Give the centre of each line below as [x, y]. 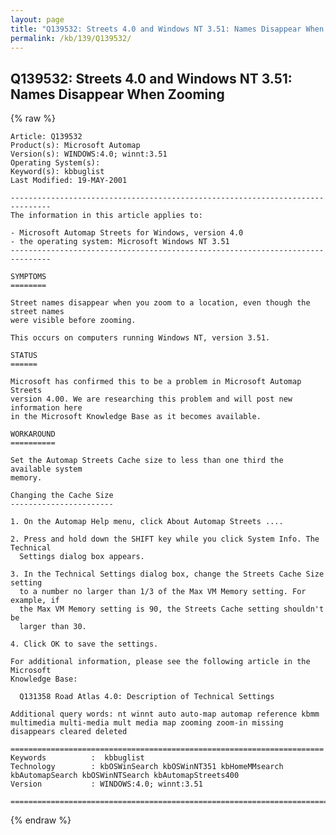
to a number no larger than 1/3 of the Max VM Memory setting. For [163, 592]
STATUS [24, 356]
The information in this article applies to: [106, 216]
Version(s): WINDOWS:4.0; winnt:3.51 [89, 154]
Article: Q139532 [46, 137]
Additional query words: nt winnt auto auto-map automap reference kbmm [165, 714]
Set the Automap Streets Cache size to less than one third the [147, 461]
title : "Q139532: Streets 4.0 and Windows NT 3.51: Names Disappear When [167, 29]
